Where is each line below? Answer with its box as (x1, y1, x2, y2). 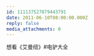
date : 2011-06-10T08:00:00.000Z (6, 15, 88, 21)
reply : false (6, 20, 39, 26)
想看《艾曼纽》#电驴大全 (6, 43, 69, 51)
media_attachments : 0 (6, 26, 61, 32)
